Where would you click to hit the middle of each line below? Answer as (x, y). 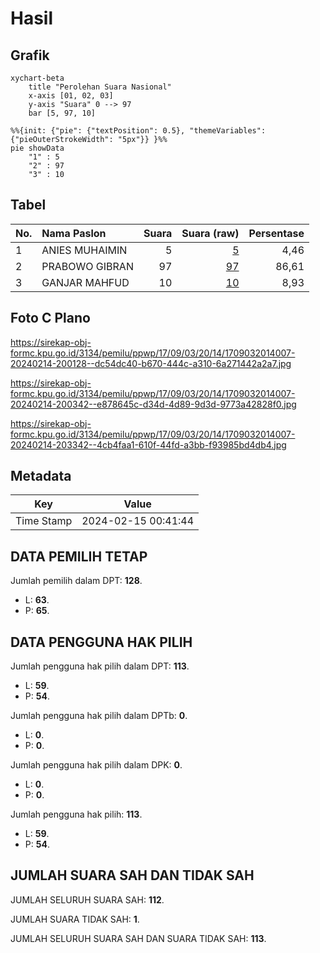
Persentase (276, 233)
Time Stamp (44, 521)
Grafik (30, 55)
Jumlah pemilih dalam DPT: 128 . (76, 581)
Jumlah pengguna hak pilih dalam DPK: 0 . (96, 765)
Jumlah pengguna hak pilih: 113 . (76, 814)
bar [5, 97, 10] (62, 113)
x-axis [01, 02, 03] (71, 96)
